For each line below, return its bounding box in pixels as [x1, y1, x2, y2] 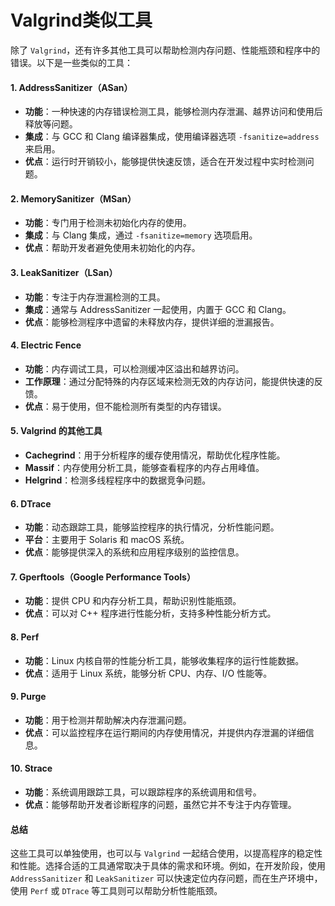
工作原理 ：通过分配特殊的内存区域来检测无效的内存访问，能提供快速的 [24, 375, 315, 387]
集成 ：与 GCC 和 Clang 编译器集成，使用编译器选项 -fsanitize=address [24, 131, 320, 143]
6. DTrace [10, 497, 52, 510]
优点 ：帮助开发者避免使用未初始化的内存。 [24, 242, 201, 254]
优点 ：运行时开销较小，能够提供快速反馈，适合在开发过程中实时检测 [24, 156, 306, 168]
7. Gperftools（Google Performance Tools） [10, 571, 196, 583]
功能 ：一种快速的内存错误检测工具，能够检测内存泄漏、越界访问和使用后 [24, 106, 323, 118]
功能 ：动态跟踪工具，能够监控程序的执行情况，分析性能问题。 [24, 521, 280, 533]
